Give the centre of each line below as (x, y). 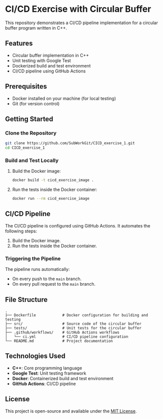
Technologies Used (35, 356)
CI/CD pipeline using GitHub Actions (49, 71)
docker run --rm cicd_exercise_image (51, 199)
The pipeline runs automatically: (38, 269)
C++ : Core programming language (47, 368)
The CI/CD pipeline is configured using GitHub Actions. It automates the (78, 226)
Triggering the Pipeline (33, 258)
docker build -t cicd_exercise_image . (53, 180)
